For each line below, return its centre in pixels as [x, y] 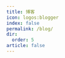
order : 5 [23, 40]
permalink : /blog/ [30, 29]
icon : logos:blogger [33, 18]
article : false [26, 46]
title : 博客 [21, 12]
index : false [23, 23]
